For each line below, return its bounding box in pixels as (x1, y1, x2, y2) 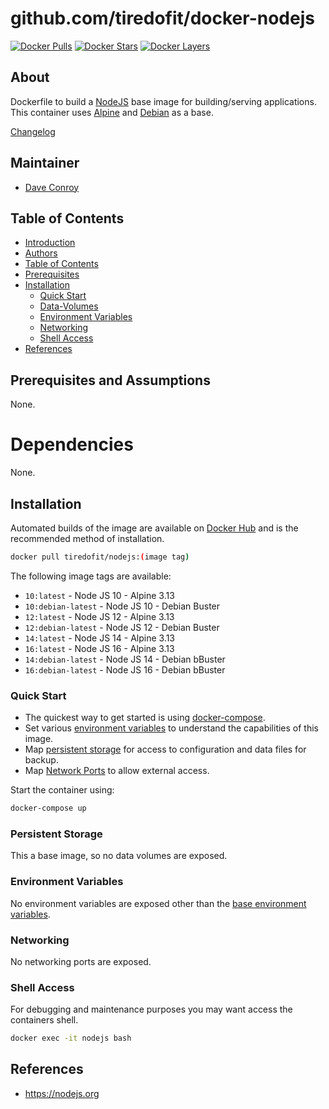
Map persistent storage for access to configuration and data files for (24, 743, 307, 756)
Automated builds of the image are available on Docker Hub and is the (10, 522, 299, 534)
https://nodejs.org (24, 1087, 100, 1099)
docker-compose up (10, 803, 87, 814)
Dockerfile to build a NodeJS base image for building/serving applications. (10, 95, 317, 107)
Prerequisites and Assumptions (10, 372, 211, 389)
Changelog (10, 125, 56, 137)
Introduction (24, 237, 76, 249)
